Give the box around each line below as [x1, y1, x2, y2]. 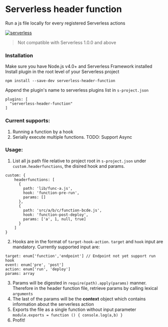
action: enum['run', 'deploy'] [5, 266, 71, 271]
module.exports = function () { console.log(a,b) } [12, 312, 123, 317]
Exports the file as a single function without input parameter [12, 306, 136, 312]
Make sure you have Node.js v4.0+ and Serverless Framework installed [5, 64, 152, 70]
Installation [5, 52, 34, 59]
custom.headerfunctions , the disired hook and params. [12, 163, 125, 169]
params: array [5, 271, 35, 276]
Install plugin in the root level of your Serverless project [5, 69, 119, 75]
